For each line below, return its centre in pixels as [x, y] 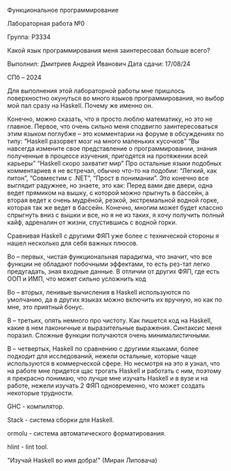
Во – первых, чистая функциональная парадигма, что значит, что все [110, 257]
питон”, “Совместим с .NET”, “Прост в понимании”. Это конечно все [108, 178]
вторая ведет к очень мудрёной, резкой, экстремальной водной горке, [113, 200]
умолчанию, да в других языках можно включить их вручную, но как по [115, 299]
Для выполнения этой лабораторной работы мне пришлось [96, 91]
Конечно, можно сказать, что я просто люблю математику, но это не [110, 119]
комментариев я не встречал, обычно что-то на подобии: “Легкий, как [112, 171]
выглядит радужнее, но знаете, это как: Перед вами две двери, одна [110, 185]
